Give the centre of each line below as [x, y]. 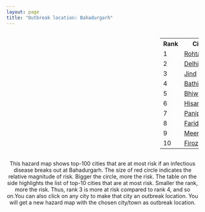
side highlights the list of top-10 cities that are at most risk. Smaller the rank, [103, 183]
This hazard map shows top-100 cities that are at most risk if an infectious [103, 163]
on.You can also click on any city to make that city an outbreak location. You [103, 196]
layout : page [23, 12]
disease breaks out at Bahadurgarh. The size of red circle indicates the [103, 170]
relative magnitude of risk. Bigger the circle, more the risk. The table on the [103, 176]
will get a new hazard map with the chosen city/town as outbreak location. [103, 202]
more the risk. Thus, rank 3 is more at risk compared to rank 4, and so [103, 189]
